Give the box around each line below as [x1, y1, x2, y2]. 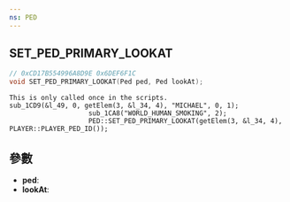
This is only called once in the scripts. [9, 94, 168, 103]
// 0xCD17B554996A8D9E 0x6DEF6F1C [9, 69, 137, 78]
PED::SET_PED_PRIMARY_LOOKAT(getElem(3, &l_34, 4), [88, 117, 283, 126]
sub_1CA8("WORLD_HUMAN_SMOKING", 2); [88, 109, 227, 118]
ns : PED [9, 12, 38, 22]
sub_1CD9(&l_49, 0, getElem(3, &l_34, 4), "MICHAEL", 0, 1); [9, 101, 240, 111]
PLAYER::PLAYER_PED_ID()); [9, 125, 109, 134]
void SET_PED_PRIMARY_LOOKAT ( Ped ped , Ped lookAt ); [9, 77, 203, 87]
